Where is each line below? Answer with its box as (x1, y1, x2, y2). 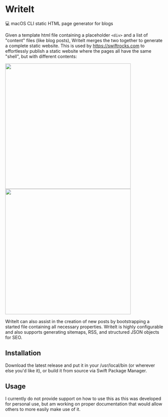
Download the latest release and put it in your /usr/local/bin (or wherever (5, 362, 155, 368)
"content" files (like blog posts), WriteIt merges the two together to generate (5, 37, 163, 43)
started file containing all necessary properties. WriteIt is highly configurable (5, 324, 163, 330)
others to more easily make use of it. (5, 406, 81, 412)
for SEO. (5, 334, 23, 340)
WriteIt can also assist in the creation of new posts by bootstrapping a (5, 318, 150, 324)
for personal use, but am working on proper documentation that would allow (5, 400, 162, 407)
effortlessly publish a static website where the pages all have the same (5, 48, 151, 54)
